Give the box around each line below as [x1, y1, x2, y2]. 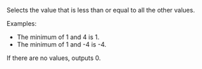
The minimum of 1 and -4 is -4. [16, 40, 107, 48]
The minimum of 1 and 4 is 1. [16, 33, 100, 41]
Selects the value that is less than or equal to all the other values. [6, 6, 195, 14]
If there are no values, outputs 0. [6, 54, 101, 62]
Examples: [6, 20, 37, 27]
